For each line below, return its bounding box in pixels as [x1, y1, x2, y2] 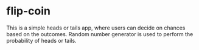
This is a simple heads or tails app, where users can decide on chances [6, 24, 186, 31]
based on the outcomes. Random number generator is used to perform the [6, 30, 194, 37]
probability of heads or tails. [6, 37, 77, 44]
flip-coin [6, 4, 51, 18]
